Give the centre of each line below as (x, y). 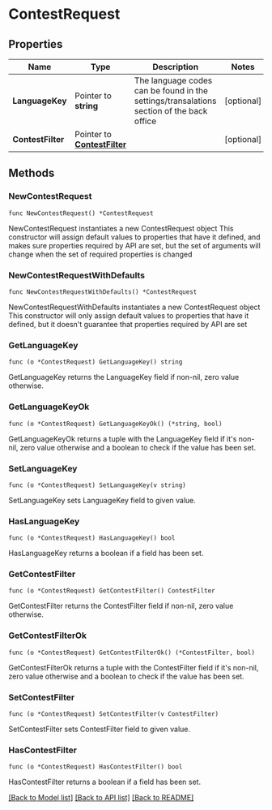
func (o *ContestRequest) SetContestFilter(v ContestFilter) (114, 714)
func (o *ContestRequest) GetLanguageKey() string (96, 362)
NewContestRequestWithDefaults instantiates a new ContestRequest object (134, 307)
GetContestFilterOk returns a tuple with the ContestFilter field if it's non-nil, (134, 667)
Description (176, 67)
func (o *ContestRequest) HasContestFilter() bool (96, 767)
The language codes (173, 80)
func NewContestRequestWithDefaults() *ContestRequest (103, 292)
